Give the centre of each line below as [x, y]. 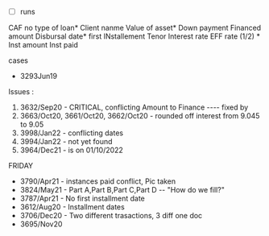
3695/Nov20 [41, 224]
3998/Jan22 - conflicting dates [71, 133]
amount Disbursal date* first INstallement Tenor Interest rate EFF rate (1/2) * [134, 36]
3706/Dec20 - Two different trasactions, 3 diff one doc [111, 216]
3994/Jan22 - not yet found [66, 142]
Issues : [21, 92]
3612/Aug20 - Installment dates [72, 207]
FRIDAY [21, 166]
